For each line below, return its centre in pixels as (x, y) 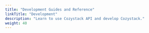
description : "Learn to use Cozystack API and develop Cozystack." (75, 18)
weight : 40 (16, 23)
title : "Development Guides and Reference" (50, 9)
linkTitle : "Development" (31, 14)
